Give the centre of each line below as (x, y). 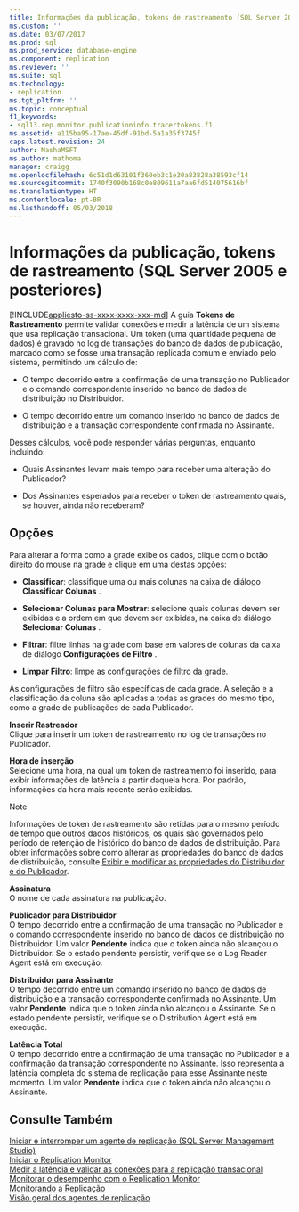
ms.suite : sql (36, 76)
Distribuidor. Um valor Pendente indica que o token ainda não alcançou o (144, 943)
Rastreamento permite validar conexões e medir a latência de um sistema (145, 324)
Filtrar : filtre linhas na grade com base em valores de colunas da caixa (151, 644)
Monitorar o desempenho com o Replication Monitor (105, 1179)
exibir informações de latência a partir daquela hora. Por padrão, (128, 780)
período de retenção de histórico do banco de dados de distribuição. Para (145, 842)
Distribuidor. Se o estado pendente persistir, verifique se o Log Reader (138, 953)
